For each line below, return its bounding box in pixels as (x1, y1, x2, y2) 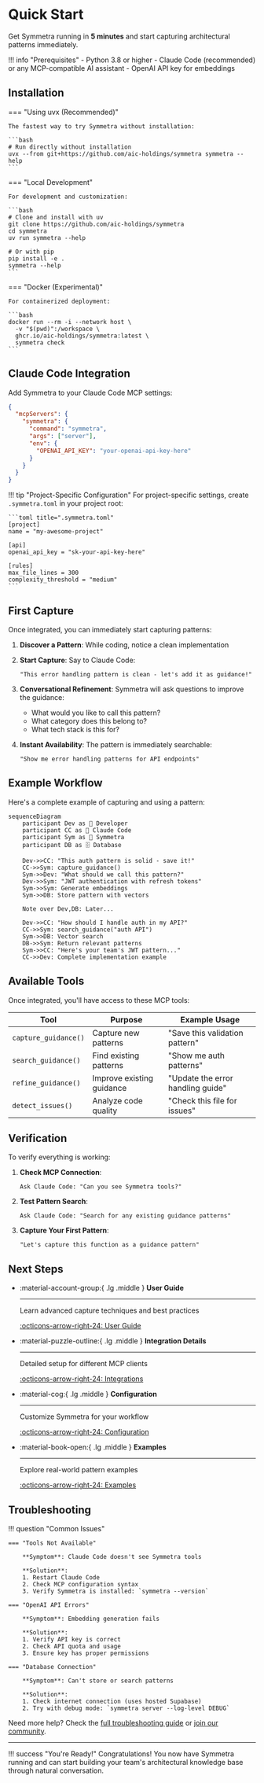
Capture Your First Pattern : (19, 1225, 109, 1236)
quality (92, 1105, 118, 1116)
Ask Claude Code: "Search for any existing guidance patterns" (19, 1212, 232, 1220)
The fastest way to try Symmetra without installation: (8, 122, 195, 131)
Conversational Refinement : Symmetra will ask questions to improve (19, 684, 244, 694)
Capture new (92, 1027, 140, 1038)
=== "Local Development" (8, 177, 93, 186)
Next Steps (8, 1262, 64, 1276)
